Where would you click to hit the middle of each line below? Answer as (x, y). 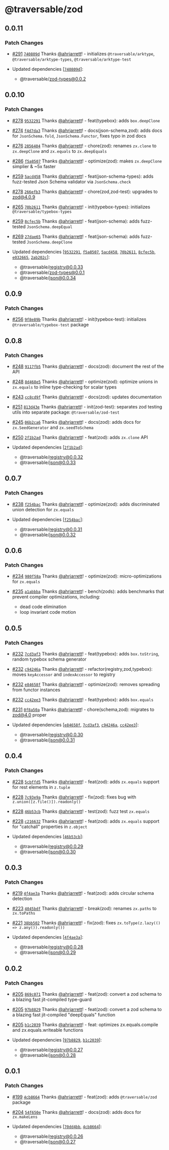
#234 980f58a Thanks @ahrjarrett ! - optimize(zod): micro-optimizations (87, 576)
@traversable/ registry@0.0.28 (51, 947)
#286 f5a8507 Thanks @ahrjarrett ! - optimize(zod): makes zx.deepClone (87, 161)
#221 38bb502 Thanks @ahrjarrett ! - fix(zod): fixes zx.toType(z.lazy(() (86, 923)
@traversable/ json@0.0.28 (48, 1055)
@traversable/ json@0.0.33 (48, 462)
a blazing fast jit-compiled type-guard (52, 1000)
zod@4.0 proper (29, 715)
